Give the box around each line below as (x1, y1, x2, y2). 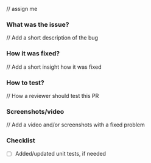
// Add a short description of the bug (6, 34, 99, 41)
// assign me (6, 5, 38, 12)
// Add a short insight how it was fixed (6, 63, 102, 71)
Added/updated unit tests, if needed (15, 150, 107, 158)
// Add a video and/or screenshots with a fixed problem (6, 121, 145, 128)
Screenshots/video (6, 107, 65, 116)
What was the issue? (6, 20, 69, 29)
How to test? (6, 78, 44, 87)
